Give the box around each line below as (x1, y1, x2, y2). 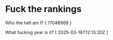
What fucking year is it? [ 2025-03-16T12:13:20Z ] (5, 29, 108, 35)
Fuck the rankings (5, 3, 82, 15)
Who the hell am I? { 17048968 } (5, 20, 72, 26)
